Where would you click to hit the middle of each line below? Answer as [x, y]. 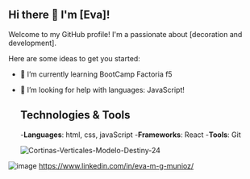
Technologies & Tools [75, 115]
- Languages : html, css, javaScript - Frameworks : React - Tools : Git [130, 135]
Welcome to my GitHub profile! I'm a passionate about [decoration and [125, 34]
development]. [32, 43]
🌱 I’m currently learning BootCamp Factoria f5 [96, 74]
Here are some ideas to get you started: [75, 58]
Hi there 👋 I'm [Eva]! [59, 15]
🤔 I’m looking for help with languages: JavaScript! [102, 89]
